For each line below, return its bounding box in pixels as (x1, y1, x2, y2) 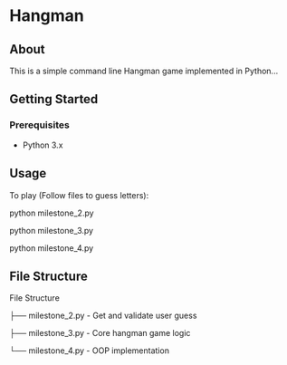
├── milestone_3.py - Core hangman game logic (9, 328, 191, 339)
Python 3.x (22, 139, 63, 150)
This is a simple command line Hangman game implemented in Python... (9, 65, 279, 76)
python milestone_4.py (9, 242, 94, 254)
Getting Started (9, 91, 99, 107)
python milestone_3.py (9, 225, 93, 235)
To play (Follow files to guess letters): (9, 189, 149, 200)
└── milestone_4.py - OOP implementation (9, 345, 170, 356)
